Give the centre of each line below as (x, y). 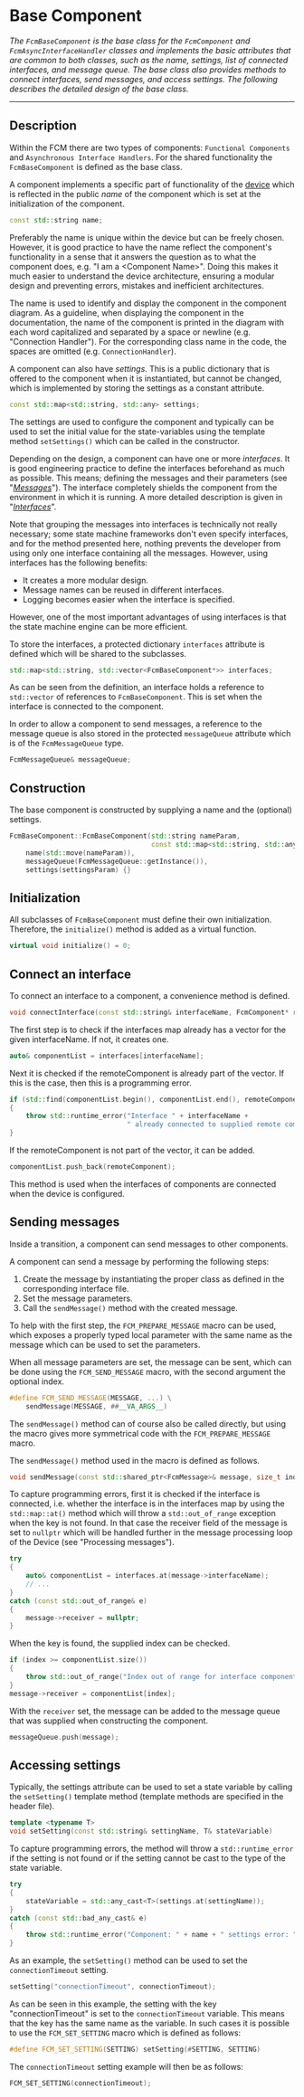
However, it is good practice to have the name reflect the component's (141, 247)
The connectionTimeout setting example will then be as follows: (127, 2066)
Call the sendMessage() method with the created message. (130, 1307)
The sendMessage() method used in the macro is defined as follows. (135, 1460)
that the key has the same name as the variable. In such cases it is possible (149, 2023)
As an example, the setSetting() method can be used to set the (128, 1960)
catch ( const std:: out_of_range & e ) (78, 1601)
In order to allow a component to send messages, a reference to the (136, 724)
